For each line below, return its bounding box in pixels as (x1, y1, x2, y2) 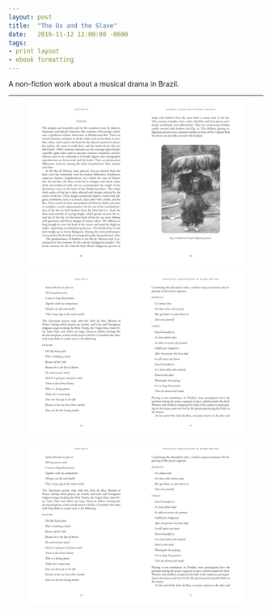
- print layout (8, 47, 60, 56)
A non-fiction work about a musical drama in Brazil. (8, 79, 180, 88)
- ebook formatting (8, 56, 74, 64)
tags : (8, 39, 27, 47)
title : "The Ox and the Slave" (8, 21, 117, 30)
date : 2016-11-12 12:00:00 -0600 (8, 30, 129, 38)
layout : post (8, 13, 53, 21)
